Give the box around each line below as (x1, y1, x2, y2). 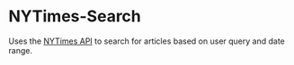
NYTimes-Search (8, 6, 141, 27)
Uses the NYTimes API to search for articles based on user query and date (8, 36, 285, 46)
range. (8, 45, 33, 55)
